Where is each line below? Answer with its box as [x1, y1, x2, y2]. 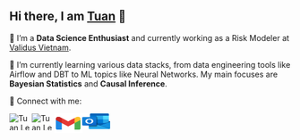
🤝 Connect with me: [9, 95, 82, 106]
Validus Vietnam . [9, 42, 72, 53]
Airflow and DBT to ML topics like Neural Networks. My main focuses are [9, 69, 279, 79]
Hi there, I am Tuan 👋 [9, 9, 127, 24]
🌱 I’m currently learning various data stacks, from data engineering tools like [9, 59, 291, 70]
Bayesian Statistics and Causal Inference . [9, 78, 167, 89]
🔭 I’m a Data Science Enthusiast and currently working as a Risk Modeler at [9, 32, 289, 43]
